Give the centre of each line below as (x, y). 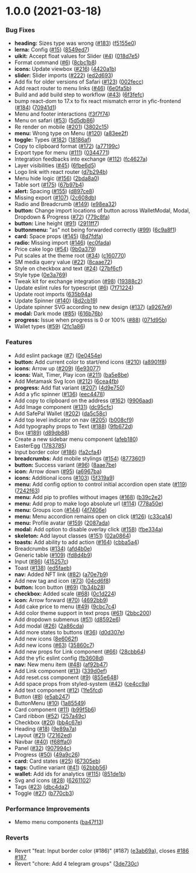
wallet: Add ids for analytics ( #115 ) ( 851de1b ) (70, 774)
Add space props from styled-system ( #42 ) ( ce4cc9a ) (82, 683)
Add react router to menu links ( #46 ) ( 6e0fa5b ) (73, 88)
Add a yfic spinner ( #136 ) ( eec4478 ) (60, 394)
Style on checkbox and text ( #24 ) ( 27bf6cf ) (68, 268)
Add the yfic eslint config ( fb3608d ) (59, 658)
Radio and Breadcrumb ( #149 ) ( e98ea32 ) (65, 204)
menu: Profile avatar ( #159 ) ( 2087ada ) (62, 523)
